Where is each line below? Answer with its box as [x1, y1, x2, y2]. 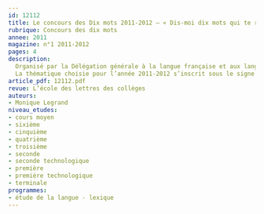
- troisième [8, 143, 47, 151]
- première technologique [8, 172, 93, 180]
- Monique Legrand [8, 99, 68, 107]
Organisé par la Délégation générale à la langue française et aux [15, 63, 241, 71]
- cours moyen [8, 114, 55, 122]
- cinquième [8, 128, 47, 136]
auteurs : [8, 92, 37, 100]
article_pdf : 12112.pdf [8, 77, 86, 85]
